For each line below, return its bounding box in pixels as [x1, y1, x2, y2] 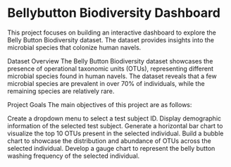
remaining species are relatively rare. [7, 87, 115, 95]
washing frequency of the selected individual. [7, 151, 140, 160]
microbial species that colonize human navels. [7, 43, 142, 51]
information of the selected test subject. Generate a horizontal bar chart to [7, 121, 223, 130]
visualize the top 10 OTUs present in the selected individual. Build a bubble [7, 129, 224, 137]
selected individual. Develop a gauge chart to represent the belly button [7, 144, 216, 152]
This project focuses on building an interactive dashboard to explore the [7, 28, 216, 37]
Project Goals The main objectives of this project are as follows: [7, 100, 192, 109]
